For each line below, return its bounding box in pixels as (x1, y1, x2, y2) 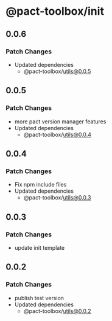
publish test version (14, 294, 65, 301)
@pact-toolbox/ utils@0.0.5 (23, 68, 91, 75)
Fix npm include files (14, 181, 67, 188)
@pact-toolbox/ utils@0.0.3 (23, 194, 91, 201)
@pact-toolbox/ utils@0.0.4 (23, 131, 92, 138)
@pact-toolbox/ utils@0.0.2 (23, 307, 92, 314)
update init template (14, 244, 65, 251)
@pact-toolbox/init (5, 4, 105, 18)
